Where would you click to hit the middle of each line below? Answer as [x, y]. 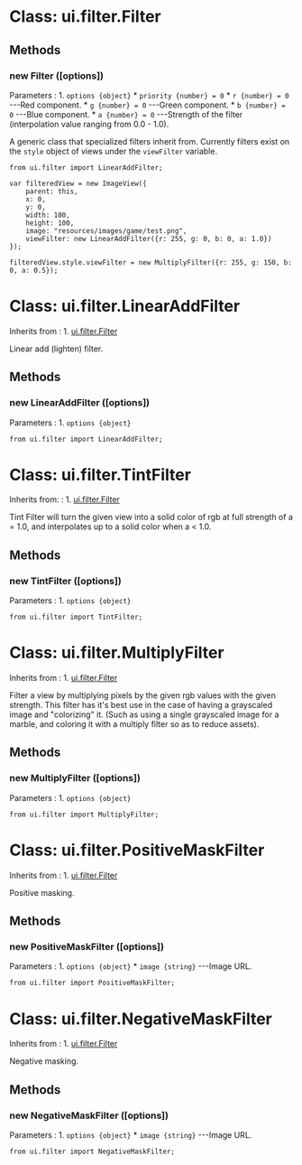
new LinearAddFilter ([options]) [80, 403]
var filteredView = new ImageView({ [78, 183]
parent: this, [52, 191]
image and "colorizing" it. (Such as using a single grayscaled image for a [144, 714]
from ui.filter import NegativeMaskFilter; [92, 1151]
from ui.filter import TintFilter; [76, 617]
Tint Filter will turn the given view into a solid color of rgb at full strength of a [151, 517]
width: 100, [48, 215]
